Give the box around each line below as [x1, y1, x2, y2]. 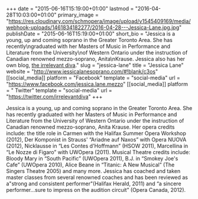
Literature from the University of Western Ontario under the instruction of [6, 117, 184, 124]
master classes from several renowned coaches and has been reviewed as [6, 174, 188, 181]
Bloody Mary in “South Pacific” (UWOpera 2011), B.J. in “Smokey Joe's [6, 155, 178, 162]
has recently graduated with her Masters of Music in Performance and [6, 111, 177, 118]
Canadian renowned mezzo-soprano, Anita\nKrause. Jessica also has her [6, 56, 185, 62]
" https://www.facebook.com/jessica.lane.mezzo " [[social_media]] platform [6, 81, 188, 88]
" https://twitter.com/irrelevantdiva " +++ [6, 93, 103, 100]
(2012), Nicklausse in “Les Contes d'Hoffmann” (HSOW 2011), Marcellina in [6, 142, 189, 149]
